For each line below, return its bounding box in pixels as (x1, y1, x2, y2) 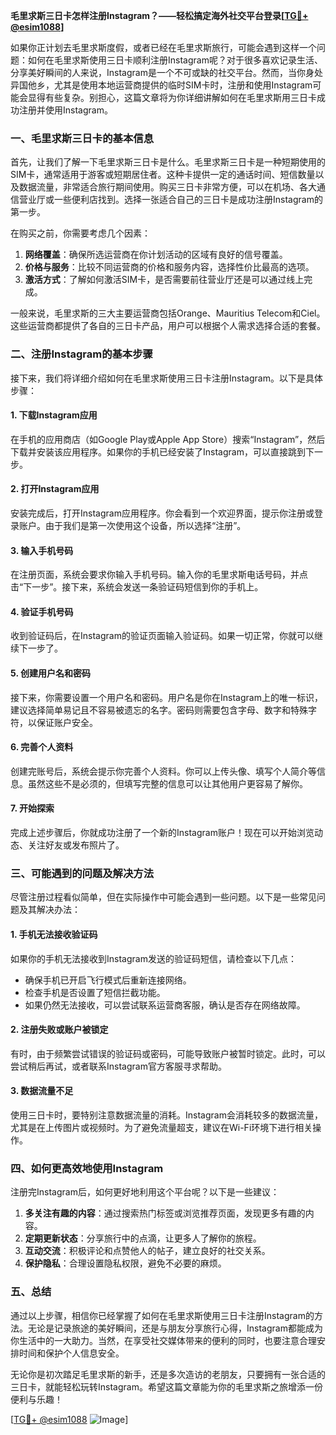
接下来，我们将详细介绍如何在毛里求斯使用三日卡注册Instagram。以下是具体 (10, 372, 323, 384)
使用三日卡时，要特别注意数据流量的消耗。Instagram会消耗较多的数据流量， (10, 1109, 323, 1121)
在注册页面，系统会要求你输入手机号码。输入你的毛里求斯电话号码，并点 (10, 569, 308, 581)
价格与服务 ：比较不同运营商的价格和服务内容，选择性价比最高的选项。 (24, 261, 315, 273)
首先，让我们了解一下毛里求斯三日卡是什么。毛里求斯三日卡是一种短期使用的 (10, 156, 326, 168)
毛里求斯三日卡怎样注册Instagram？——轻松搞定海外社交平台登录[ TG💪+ (10, 10, 309, 21)
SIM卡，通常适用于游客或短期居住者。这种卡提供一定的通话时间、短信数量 (10, 169, 316, 181)
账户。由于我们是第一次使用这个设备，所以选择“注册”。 (18, 520, 247, 531)
